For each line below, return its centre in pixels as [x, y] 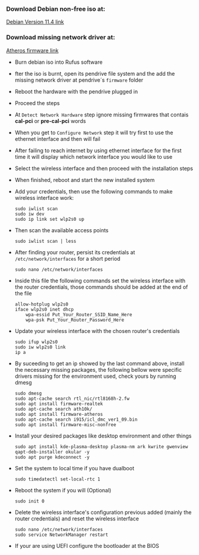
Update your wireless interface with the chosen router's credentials [97, 331]
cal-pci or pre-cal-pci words [50, 121]
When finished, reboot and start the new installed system [85, 180]
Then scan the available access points [61, 230]
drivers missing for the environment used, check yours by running [95, 376]
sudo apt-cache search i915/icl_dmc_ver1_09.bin [76, 420]
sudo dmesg [28, 393]
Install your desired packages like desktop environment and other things [103, 436]
